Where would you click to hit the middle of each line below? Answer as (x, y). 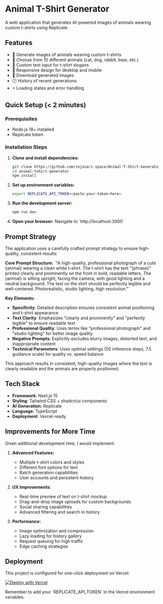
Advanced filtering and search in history (60, 512)
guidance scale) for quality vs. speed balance (58, 354)
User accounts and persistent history (56, 478)
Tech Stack (22, 384)
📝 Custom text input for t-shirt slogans (50, 65)
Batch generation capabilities (48, 472)
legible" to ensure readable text (44, 323)
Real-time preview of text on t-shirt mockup (63, 496)
